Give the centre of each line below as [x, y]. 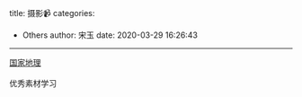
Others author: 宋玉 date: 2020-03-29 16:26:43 [110, 35]
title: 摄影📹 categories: [52, 13]
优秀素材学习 [33, 83]
